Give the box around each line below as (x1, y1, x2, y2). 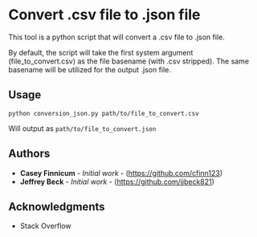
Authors (8, 147, 51, 161)
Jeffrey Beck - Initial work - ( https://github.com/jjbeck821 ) (19, 177, 215, 186)
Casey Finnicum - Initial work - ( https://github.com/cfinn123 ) (19, 168, 223, 178)
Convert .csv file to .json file (8, 6, 201, 24)
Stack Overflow (19, 221, 72, 231)
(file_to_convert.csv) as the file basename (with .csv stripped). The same (8, 56, 250, 66)
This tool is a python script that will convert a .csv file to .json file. (8, 32, 225, 42)
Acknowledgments (8, 199, 106, 214)
